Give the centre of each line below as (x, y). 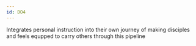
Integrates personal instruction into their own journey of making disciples (98, 29)
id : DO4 (16, 12)
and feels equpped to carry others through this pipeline (76, 36)
